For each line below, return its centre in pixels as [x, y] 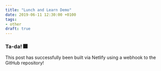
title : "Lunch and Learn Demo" [38, 10]
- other [14, 24]
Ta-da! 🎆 [17, 47]
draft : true [18, 29]
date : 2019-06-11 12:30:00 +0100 [41, 15]
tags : [11, 19]
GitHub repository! [25, 63]
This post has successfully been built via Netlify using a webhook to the [81, 58]
